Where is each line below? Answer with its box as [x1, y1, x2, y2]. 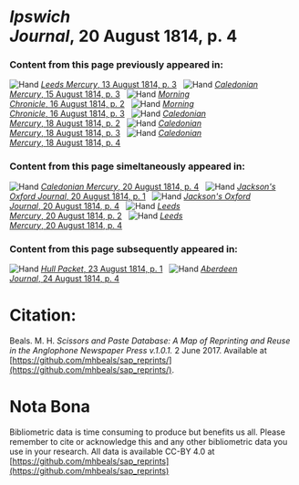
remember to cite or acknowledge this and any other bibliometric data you [9, 436, 288, 447]
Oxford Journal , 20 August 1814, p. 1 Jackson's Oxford [9, 190, 251, 202]
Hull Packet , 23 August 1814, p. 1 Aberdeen [40, 263, 238, 275]
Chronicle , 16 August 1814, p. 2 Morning [9, 99, 194, 110]
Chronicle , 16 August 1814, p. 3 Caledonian [9, 108, 207, 120]
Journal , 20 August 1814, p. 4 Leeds [9, 200, 180, 211]
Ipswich [9, 6, 71, 27]
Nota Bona [9, 396, 91, 417]
